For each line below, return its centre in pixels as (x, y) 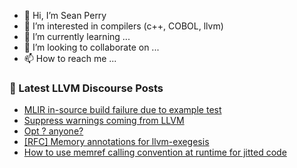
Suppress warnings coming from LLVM (104, 121)
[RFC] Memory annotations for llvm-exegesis (116, 142)
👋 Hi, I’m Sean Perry (65, 15)
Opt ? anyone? (53, 131)
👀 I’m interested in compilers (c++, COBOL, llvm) (123, 26)
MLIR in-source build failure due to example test (122, 110)
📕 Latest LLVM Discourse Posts (86, 88)
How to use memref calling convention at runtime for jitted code (155, 152)
